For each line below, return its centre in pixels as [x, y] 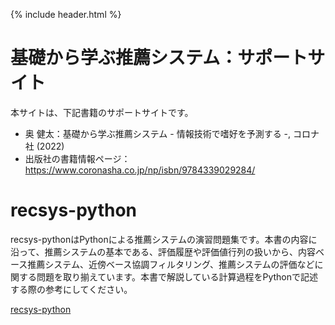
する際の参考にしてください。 [71, 289]
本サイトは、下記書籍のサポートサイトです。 [102, 112]
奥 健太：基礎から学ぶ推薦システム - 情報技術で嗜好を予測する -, [158, 133]
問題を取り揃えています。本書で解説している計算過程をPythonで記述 [177, 276]
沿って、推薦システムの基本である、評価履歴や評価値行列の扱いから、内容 [163, 251]
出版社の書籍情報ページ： [77, 158]
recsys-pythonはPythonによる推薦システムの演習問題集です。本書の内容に [164, 239]
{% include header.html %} [66, 14]
